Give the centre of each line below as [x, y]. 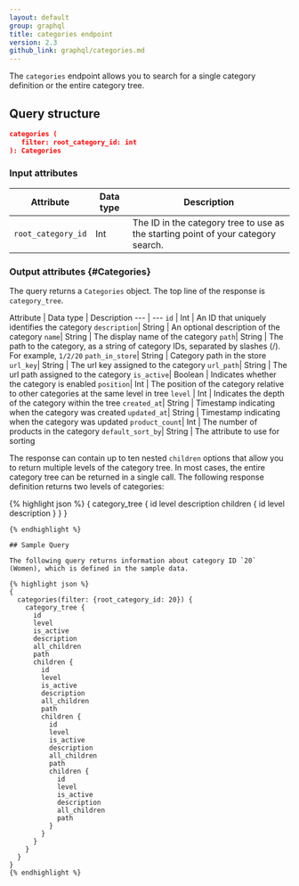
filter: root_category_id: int [79, 142]
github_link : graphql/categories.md [77, 51]
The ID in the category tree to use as [208, 222]
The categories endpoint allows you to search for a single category [133, 76]
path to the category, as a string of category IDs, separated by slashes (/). [145, 346]
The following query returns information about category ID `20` [133, 561]
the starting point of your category [204, 234]
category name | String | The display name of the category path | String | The [146, 337]
